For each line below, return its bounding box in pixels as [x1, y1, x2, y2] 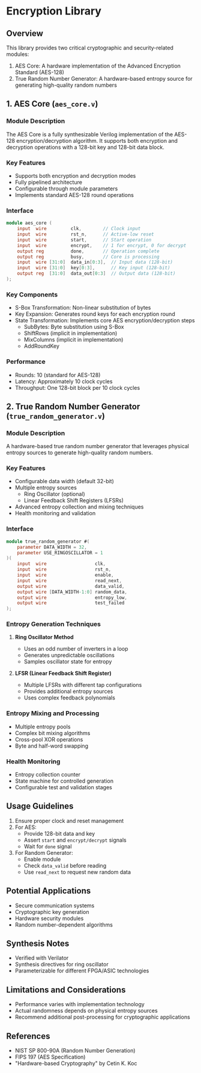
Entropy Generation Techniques [6, 620, 101, 628]
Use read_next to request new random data [23, 868, 131, 875]
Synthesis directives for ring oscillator [14, 961, 109, 968]
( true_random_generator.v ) [6, 411, 105, 421]
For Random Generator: [14, 849, 73, 856]
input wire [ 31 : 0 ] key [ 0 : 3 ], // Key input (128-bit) [17, 265, 170, 271]
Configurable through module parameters [14, 185, 118, 192]
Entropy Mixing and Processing [6, 709, 100, 718]
